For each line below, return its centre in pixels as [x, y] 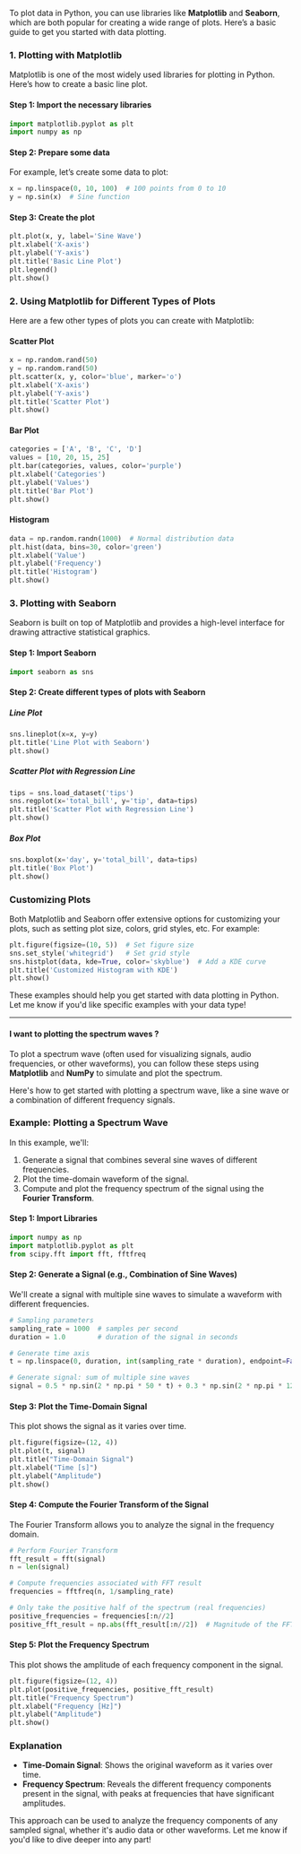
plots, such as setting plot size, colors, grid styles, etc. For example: [134, 928]
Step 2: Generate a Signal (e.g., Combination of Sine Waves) [123, 1274]
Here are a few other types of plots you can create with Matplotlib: [132, 320]
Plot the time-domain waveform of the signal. [106, 1179]
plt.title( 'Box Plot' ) [52, 868]
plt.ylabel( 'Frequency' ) [56, 564]
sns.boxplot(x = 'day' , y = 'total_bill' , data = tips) [104, 860]
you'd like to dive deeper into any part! [81, 1840]
